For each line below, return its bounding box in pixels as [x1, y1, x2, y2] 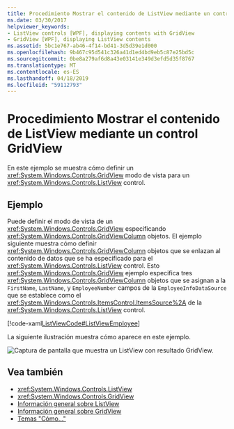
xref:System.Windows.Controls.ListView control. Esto [7, 261, 160, 270]
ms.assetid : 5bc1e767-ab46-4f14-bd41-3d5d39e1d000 [7, 42, 157, 49]
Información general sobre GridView [17, 407, 122, 415]
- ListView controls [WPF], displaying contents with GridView [7, 29, 195, 37]
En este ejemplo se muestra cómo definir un [7, 164, 134, 172]
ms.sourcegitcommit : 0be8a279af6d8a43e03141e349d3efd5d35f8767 [7, 56, 195, 63]
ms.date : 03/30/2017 [7, 17, 68, 24]
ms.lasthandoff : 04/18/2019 [7, 74, 89, 82]
